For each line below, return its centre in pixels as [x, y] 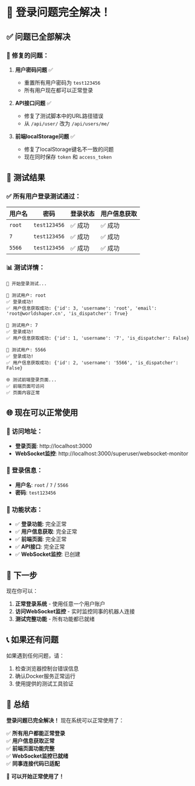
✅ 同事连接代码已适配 [33, 763]
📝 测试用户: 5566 [26, 350]
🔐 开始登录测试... [27, 283]
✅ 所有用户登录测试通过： [44, 196]
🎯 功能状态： [25, 509]
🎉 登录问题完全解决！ [59, 12]
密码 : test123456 [35, 492]
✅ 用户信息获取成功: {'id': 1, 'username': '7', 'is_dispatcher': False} [98, 338]
